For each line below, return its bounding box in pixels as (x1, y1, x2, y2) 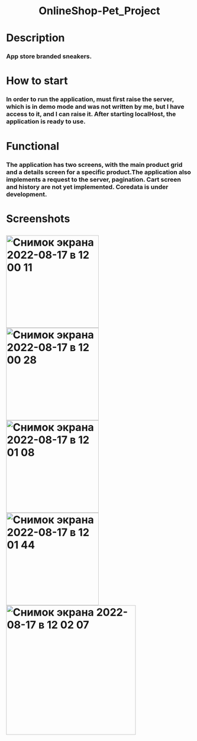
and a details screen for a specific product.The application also (6, 167, 191, 176)
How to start (6, 74, 68, 88)
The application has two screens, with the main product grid (6, 160, 183, 169)
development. (6, 190, 47, 198)
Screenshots (6, 212, 70, 225)
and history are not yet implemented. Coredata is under (6, 182, 169, 191)
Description (6, 31, 65, 45)
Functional (6, 139, 60, 153)
